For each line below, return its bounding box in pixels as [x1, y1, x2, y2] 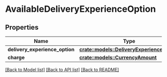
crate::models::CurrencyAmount [79, 54, 157, 61]
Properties [5, 23, 39, 32]
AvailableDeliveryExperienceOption [5, 3, 156, 15]
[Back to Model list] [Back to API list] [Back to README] [5, 67, 119, 73]
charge [7, 54, 25, 61]
